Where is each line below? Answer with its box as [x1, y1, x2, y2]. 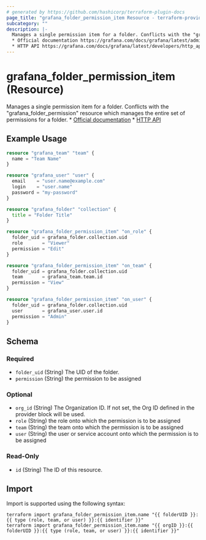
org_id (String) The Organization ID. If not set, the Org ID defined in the [15, 404, 195, 411]
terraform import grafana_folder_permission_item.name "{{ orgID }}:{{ [6, 522, 193, 529]
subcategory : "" [6, 20, 48, 26]
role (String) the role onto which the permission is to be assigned [15, 417, 181, 425]
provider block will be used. [15, 411, 86, 418]
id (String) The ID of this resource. [15, 466, 103, 473]
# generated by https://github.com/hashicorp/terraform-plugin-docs [6, 9, 185, 15]
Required [6, 354, 34, 363]
